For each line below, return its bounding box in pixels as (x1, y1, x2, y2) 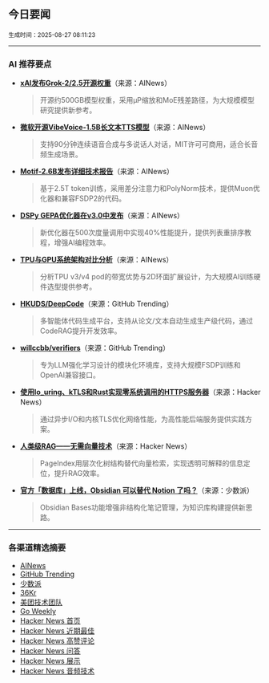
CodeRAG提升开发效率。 (39, 326, 122, 335)
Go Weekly (19, 607, 56, 616)
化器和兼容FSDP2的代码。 (39, 193, 126, 203)
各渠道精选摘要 (8, 543, 66, 554)
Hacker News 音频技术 (19, 666, 95, 676)
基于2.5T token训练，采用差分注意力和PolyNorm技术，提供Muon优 (39, 184, 260, 193)
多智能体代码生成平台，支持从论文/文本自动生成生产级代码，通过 (39, 316, 254, 326)
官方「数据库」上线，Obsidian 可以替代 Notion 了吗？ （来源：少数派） (19, 486, 254, 495)
